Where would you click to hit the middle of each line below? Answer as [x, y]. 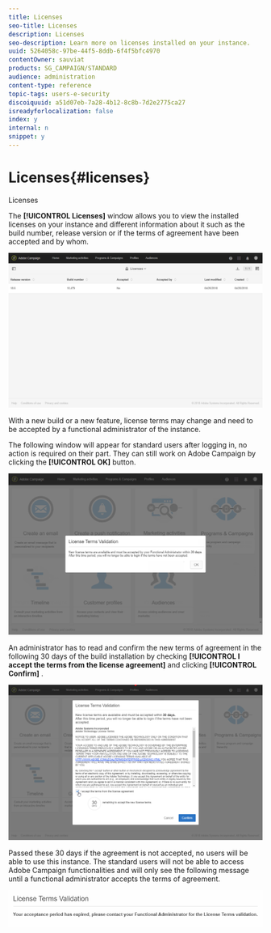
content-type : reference [50, 85]
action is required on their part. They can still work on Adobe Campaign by [132, 454]
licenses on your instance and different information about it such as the [127, 224]
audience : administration [52, 77]
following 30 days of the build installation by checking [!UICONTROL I [124, 656]
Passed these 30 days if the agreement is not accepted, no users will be [128, 853]
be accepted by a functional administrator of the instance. [105, 430]
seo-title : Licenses [43, 25]
